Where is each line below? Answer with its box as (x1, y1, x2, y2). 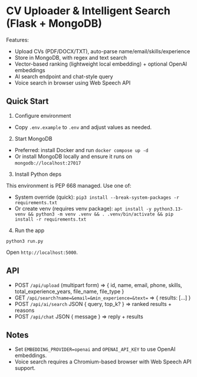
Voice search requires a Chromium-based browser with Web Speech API (14, 358, 192, 365)
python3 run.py (6, 238, 44, 244)
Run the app (14, 227, 45, 234)
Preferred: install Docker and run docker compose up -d (14, 146, 149, 153)
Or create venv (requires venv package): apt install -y (14, 205, 152, 212)
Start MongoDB (14, 135, 52, 142)
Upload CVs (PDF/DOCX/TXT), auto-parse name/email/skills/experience (14, 47, 191, 54)
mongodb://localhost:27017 (14, 160, 81, 166)
